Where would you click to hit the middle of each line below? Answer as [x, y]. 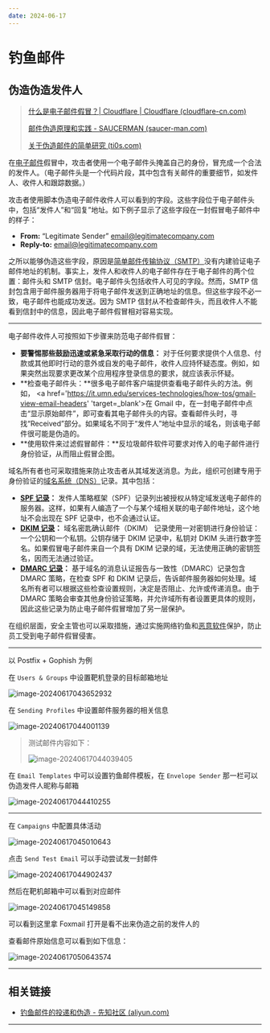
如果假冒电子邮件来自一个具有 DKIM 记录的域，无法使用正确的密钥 [144, 548]
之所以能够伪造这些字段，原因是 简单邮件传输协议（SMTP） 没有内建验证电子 [135, 261]
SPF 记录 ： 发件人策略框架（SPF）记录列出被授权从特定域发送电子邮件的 [141, 498]
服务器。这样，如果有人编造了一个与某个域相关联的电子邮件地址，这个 [136, 508]
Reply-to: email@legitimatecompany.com [89, 244]
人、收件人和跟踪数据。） [49, 183]
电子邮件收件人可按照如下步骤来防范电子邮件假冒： [93, 335]
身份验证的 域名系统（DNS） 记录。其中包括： [83, 480]
